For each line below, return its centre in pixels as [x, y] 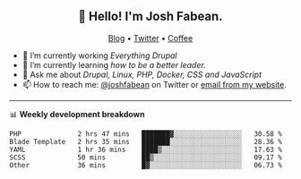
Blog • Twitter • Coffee [150, 38]
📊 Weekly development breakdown [77, 114]
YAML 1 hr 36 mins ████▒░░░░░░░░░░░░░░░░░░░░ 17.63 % [146, 149]
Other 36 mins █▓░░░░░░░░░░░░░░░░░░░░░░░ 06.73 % [146, 165]
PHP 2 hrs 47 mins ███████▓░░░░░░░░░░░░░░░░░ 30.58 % [146, 134]
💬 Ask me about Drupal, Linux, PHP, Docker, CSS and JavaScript [142, 74]
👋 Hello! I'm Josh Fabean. [150, 17]
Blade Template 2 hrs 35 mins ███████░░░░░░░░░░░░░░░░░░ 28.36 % [146, 141]
